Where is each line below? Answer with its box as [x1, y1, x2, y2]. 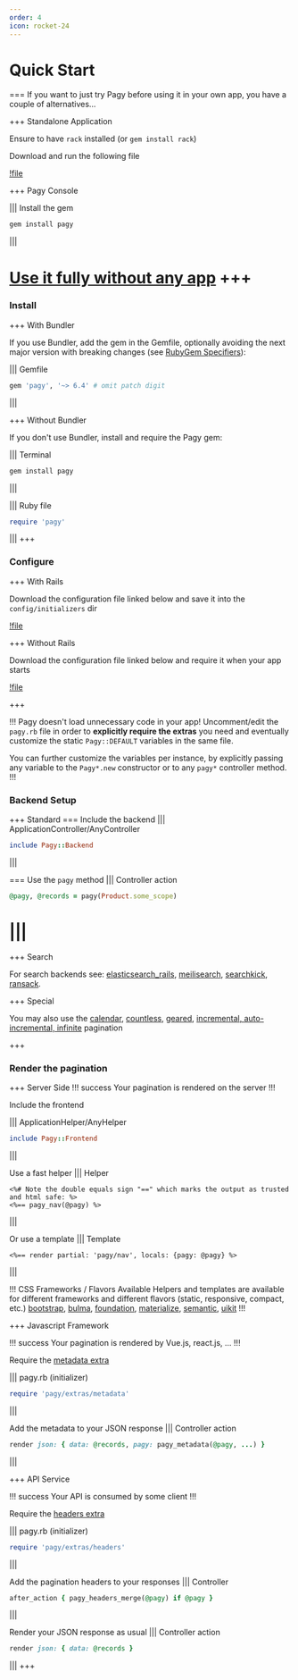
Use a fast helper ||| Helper [9, 1167, 110, 1178]
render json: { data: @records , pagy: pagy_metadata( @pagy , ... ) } [9, 1440, 266, 1449]
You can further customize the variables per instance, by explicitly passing [9, 752, 284, 763]
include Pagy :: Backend [9, 841, 94, 850]
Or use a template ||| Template [9, 1233, 121, 1244]
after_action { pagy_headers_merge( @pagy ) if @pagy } [9, 1593, 214, 1602]
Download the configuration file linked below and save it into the [9, 593, 245, 604]
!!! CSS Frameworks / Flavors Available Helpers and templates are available [9, 1283, 286, 1294]
